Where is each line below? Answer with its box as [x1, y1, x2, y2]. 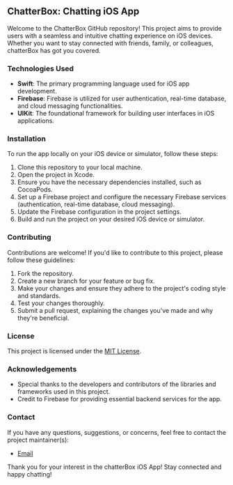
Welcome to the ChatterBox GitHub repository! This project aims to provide [7, 24, 223, 32]
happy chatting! [7, 470, 52, 478]
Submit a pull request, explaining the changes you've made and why [17, 306, 214, 314]
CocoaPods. [17, 185, 54, 194]
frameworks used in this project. [17, 387, 111, 396]
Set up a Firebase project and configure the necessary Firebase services [17, 193, 227, 201]
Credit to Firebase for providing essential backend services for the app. [17, 395, 223, 403]
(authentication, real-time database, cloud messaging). [17, 200, 175, 208]
